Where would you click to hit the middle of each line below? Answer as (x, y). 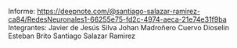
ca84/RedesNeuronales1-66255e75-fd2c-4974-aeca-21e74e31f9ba (117, 19)
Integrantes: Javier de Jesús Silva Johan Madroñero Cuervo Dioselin (118, 27)
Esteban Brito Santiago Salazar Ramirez (72, 36)
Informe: (22, 11)
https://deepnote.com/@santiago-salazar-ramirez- (119, 11)
